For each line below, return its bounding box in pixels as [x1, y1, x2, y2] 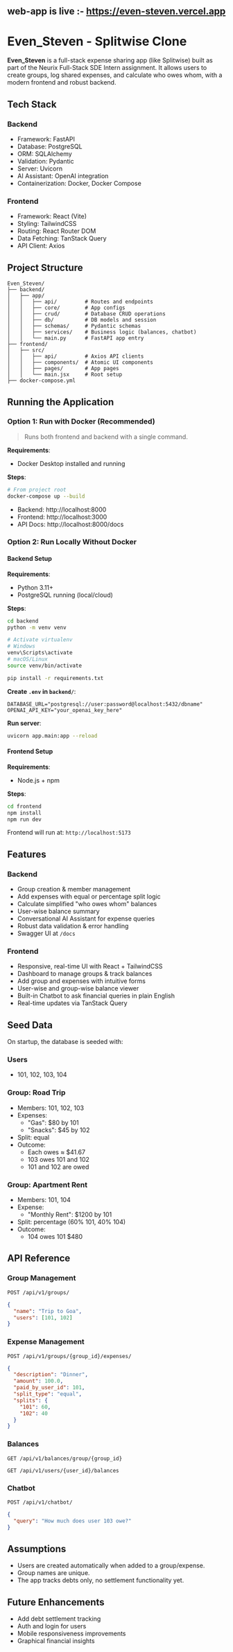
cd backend [7, 617, 39, 625]
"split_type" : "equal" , [13, 1391, 82, 1398]
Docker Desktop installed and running [17, 459, 126, 467]
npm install [7, 809, 42, 817]
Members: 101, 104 [17, 1196, 71, 1204]
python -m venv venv [7, 624, 67, 631]
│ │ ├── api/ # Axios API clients [7, 353, 144, 360]
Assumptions [7, 1542, 67, 1555]
